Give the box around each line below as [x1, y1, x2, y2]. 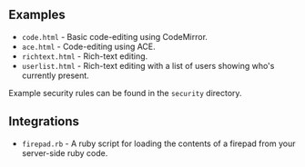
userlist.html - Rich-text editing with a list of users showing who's [21, 60, 275, 71]
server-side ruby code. [21, 147, 108, 158]
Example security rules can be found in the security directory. [8, 87, 242, 98]
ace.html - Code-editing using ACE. [21, 41, 156, 52]
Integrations [8, 113, 79, 130]
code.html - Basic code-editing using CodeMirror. [21, 31, 208, 42]
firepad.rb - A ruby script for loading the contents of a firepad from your [21, 138, 296, 149]
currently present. [21, 70, 90, 81]
